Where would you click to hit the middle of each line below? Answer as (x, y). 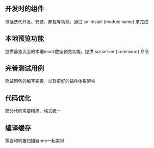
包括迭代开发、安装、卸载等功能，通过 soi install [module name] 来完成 (77, 22)
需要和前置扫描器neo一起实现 (35, 141)
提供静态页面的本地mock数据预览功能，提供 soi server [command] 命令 (77, 51)
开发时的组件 (25, 9)
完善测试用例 (25, 69)
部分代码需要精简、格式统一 (33, 111)
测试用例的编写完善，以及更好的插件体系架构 (50, 81)
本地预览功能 (25, 39)
